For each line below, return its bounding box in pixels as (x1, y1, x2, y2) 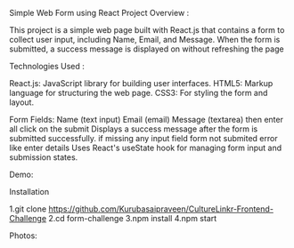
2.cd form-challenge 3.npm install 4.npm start (48, 213, 217, 223)
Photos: (9, 230, 37, 241)
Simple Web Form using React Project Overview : (9, 8, 190, 18)
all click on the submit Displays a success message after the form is (9, 124, 258, 134)
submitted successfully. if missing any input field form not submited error (9, 133, 278, 143)
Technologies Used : (9, 61, 85, 71)
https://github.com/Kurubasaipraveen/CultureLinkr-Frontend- (48, 204, 274, 214)
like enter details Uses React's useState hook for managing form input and (9, 142, 282, 153)
